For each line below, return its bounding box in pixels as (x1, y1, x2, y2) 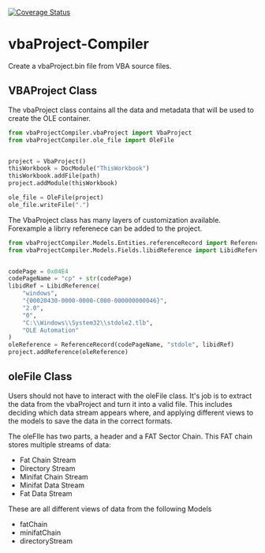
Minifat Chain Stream (19, 472, 88, 481)
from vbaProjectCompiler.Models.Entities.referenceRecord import (8, 239, 227, 246)
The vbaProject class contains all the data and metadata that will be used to (8, 105, 255, 115)
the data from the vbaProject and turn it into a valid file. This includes (8, 399, 233, 408)
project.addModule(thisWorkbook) (8, 179, 118, 187)
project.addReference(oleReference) (8, 348, 129, 356)
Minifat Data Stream (19, 480, 85, 490)
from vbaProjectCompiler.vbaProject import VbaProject (8, 129, 192, 137)
